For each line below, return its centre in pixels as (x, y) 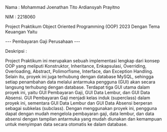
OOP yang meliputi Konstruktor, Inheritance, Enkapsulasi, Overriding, (76, 66)
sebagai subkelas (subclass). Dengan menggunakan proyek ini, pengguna (81, 108)
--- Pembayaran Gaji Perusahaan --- (43, 41)
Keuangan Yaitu (21, 32)
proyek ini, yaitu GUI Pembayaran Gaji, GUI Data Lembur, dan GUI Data (78, 92)
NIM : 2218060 (20, 17)
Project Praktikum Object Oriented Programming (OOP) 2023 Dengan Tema (83, 26)
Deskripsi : (16, 51)
